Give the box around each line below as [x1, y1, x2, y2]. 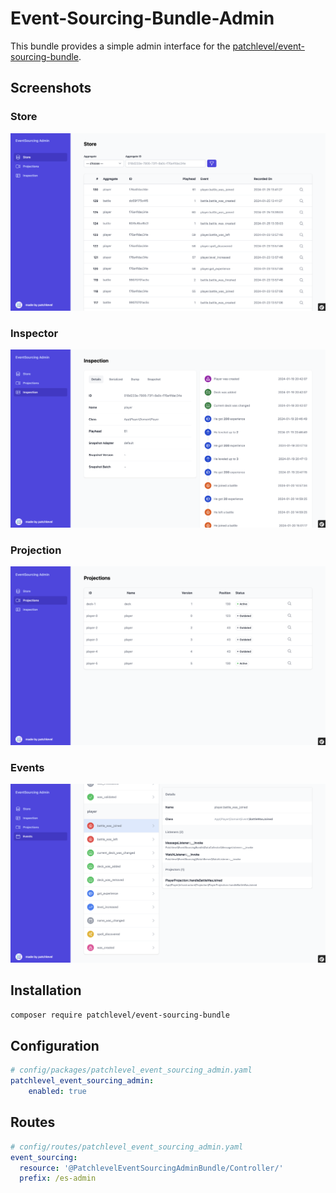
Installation [10, 982, 82, 999]
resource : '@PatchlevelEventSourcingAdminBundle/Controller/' [19, 1163, 284, 1173]
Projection [10, 543, 62, 557]
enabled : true [28, 1087, 87, 1097]
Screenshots [10, 80, 92, 97]
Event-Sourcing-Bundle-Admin [10, 7, 275, 30]
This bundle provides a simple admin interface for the [10, 40, 231, 52]
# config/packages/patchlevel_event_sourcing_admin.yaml [10, 1065, 253, 1076]
